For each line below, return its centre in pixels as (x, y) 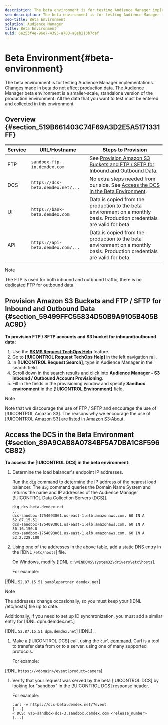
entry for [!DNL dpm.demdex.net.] (40, 621)
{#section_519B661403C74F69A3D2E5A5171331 (83, 128)
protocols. (23, 651)
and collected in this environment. (40, 104)
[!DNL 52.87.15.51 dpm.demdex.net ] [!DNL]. (49, 631)
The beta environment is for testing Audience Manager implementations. (80, 82)
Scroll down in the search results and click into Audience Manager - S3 (86, 373)
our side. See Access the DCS (125, 185)
